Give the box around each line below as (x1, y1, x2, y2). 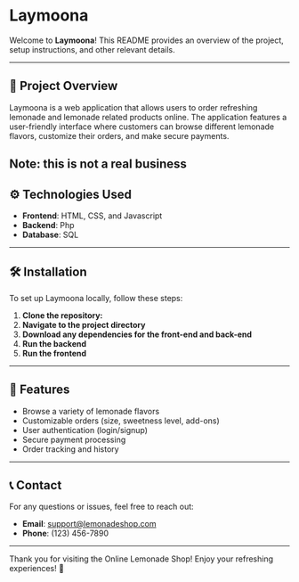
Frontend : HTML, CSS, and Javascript (21, 210, 163, 221)
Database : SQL (21, 229, 79, 240)
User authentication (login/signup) (21, 424, 149, 435)
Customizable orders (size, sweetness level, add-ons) (21, 415, 220, 426)
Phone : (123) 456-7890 (21, 528, 109, 539)
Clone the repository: (21, 309, 103, 321)
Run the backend (21, 338, 87, 348)
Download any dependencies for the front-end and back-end (21, 329, 252, 340)
